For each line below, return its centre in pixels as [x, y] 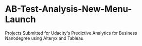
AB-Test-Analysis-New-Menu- [69, 9]
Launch [20, 19]
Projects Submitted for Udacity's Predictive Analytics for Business [71, 33]
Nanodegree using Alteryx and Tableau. [45, 38]
